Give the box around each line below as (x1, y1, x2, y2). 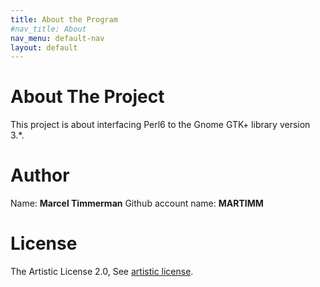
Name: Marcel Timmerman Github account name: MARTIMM (10, 197, 264, 210)
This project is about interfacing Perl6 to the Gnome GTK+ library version (10, 119, 311, 131)
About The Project (10, 86, 165, 108)
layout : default (10, 42, 78, 53)
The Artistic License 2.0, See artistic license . (10, 266, 194, 278)
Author (10, 164, 70, 187)
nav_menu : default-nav (10, 33, 105, 43)
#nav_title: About (10, 24, 87, 34)
